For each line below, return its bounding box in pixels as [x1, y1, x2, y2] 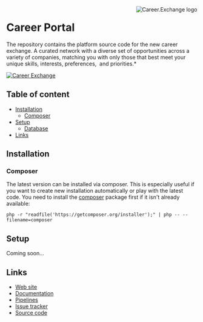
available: [6, 200, 30, 207]
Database [24, 124, 48, 132]
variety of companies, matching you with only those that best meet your [6, 53, 186, 61]
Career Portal [6, 21, 75, 35]
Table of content [6, 89, 70, 99]
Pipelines [15, 297, 38, 304]
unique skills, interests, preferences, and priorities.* [6, 60, 137, 67]
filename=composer [6, 217, 53, 223]
